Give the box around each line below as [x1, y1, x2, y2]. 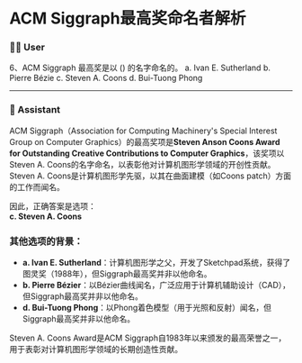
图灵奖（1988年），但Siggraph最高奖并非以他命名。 [22, 268, 213, 279]
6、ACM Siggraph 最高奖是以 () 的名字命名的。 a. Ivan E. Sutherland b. [9, 62, 271, 73]
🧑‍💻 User [9, 41, 45, 54]
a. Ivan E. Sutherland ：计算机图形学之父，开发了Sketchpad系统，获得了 [22, 258, 290, 268]
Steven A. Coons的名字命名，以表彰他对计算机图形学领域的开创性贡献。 [9, 159, 276, 169]
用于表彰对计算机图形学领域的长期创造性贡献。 [9, 344, 182, 355]
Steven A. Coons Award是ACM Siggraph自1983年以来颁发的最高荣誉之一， [9, 332, 287, 343]
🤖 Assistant [9, 104, 61, 116]
